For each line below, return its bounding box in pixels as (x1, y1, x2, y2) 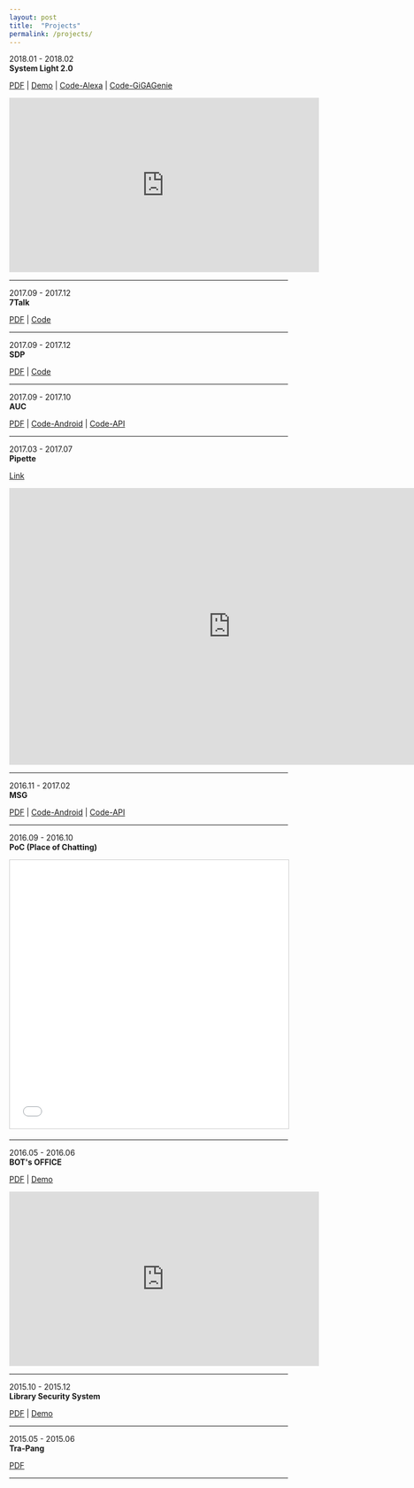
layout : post (9, 12, 57, 22)
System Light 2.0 (9, 63, 73, 74)
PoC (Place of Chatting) (9, 842, 97, 853)
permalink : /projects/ (9, 29, 93, 38)
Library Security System (9, 1391, 101, 1402)
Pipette (9, 453, 37, 464)
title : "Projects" (9, 21, 81, 30)
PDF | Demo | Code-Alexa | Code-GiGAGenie (9, 81, 172, 91)
